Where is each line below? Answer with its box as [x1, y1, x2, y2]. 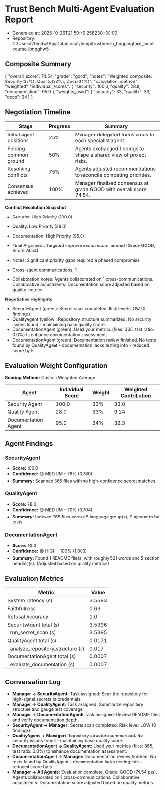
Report [5, 14, 33, 25]
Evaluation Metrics [5, 574, 64, 583]
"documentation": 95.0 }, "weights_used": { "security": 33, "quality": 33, [5, 88, 151, 94]
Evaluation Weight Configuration [5, 361, 108, 370]
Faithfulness [7, 605, 36, 612]
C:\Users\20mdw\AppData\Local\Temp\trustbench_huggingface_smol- [12, 40, 156, 46]
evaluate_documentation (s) [10, 661, 75, 668]
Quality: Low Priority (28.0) [12, 223, 67, 229]
